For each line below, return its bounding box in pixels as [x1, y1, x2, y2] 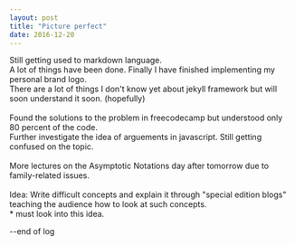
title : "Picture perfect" [9, 22, 107, 31]
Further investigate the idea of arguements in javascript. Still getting [9, 132, 262, 143]
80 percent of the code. [9, 122, 98, 133]
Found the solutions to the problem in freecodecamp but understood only [9, 112, 283, 123]
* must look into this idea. [9, 209, 105, 220]
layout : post [9, 13, 59, 23]
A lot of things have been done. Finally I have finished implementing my [9, 64, 276, 75]
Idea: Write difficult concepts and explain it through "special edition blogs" [9, 189, 287, 200]
